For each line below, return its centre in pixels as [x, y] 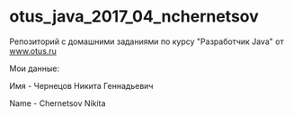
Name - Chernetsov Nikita [58, 103]
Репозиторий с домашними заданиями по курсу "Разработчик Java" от [147, 41]
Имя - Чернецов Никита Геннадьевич [81, 85]
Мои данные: [35, 68]
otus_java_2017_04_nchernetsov [134, 17]
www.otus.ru [33, 50]
